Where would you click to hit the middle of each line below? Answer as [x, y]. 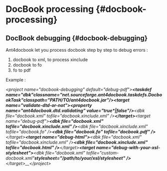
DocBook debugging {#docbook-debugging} [77, 38]
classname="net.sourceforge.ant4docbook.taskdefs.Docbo [98, 95]
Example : [16, 80]
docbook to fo [27, 65]
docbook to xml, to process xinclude [50, 60]
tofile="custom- [102, 153]
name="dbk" [20, 95]
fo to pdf [22, 70]
